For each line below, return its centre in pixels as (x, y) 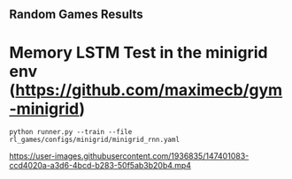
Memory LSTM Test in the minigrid (138, 52)
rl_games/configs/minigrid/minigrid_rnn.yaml (94, 140)
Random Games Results (76, 15)
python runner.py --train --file (71, 132)
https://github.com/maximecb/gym (149, 89)
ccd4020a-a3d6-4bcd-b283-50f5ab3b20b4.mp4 (100, 166)
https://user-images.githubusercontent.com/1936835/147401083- (129, 156)
